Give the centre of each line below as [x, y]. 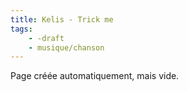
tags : [21, 29]
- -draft [46, 38]
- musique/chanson [66, 47]
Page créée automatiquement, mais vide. [95, 76]
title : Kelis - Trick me [62, 19]
